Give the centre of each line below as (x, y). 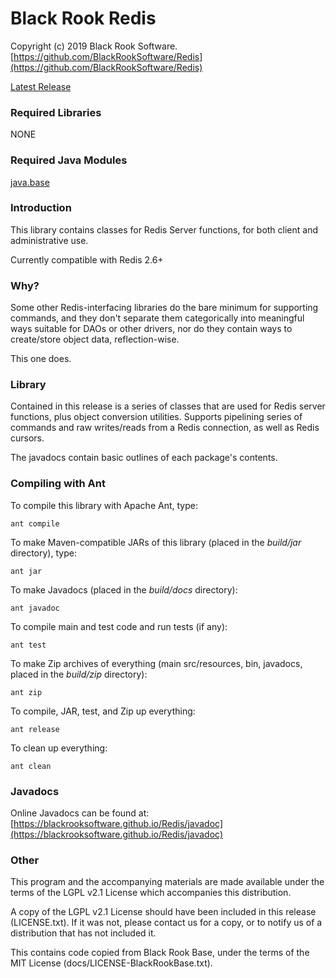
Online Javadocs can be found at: (80, 813)
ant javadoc (35, 608)
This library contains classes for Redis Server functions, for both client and (164, 229)
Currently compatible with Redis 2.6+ (87, 259)
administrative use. (49, 240)
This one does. (41, 359)
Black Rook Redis (83, 18)
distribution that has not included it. (83, 933)
